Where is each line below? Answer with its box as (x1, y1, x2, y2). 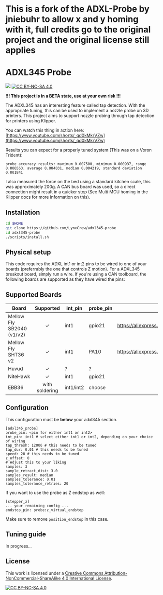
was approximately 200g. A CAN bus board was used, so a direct (5, 184, 136, 190)
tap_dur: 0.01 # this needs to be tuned (5, 447, 89, 452)
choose (89, 384, 106, 391)
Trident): (5, 152, 23, 158)
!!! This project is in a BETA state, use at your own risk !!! (5, 93, 121, 99)
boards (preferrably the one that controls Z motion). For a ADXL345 (5, 266, 140, 272)
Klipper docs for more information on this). (5, 194, 90, 200)
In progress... (5, 543, 32, 549)
